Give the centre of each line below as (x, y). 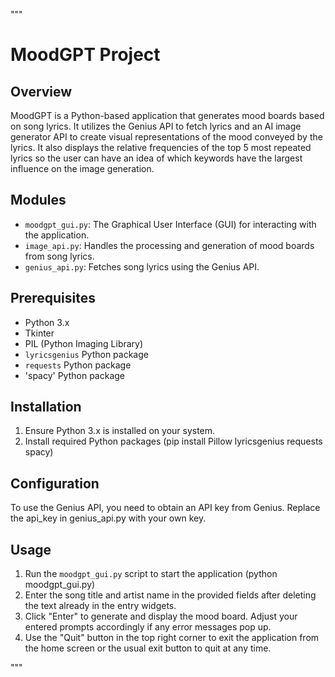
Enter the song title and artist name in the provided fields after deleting (170, 595)
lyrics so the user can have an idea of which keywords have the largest (156, 158)
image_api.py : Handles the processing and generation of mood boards (169, 245)
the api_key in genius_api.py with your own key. (108, 518)
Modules (38, 200)
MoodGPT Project (85, 55)
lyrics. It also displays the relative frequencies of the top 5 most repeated (161, 147)
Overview (41, 91)
